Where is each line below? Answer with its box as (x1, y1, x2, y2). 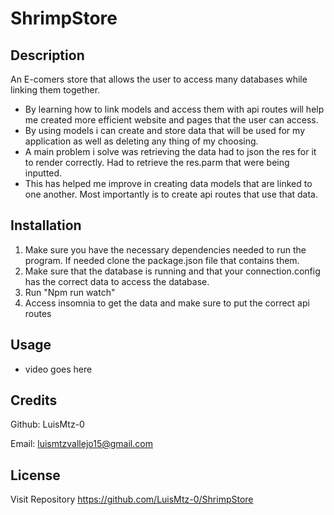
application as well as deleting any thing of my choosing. (24, 135, 259, 147)
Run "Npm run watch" (24, 286, 116, 298)
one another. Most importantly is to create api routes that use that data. (24, 188, 319, 200)
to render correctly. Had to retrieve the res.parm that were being (24, 157, 290, 168)
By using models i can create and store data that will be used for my (24, 125, 306, 136)
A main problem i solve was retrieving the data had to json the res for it (24, 146, 317, 157)
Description (10, 47, 85, 64)
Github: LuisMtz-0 (10, 418, 85, 431)
